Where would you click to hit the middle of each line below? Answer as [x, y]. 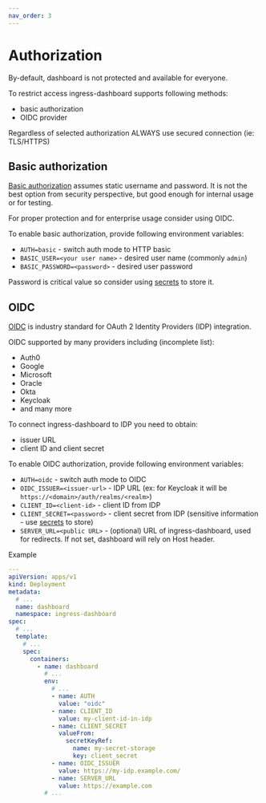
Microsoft [36, 375]
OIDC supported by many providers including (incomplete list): [111, 343]
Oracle [31, 383]
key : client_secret [105, 756]
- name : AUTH [73, 696]
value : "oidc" [82, 704]
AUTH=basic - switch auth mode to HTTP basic [95, 249]
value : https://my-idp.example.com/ [120, 771]
